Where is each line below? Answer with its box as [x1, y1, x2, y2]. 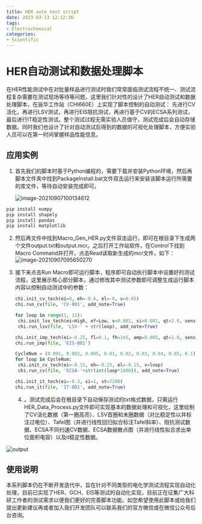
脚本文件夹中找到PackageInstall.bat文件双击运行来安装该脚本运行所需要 [14, 175, 192, 182]
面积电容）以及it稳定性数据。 [29, 433, 101, 440]
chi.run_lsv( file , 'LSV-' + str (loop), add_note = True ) [17, 323, 158, 329]
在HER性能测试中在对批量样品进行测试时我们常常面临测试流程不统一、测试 [6, 86, 191, 93]
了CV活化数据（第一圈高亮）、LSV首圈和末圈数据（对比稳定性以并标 [23, 411, 192, 418]
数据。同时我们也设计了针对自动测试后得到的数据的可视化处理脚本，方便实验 [6, 123, 196, 130]
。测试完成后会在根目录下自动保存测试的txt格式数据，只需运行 [23, 396, 179, 403]
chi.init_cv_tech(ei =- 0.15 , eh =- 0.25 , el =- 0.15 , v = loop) [17, 362, 164, 368]
